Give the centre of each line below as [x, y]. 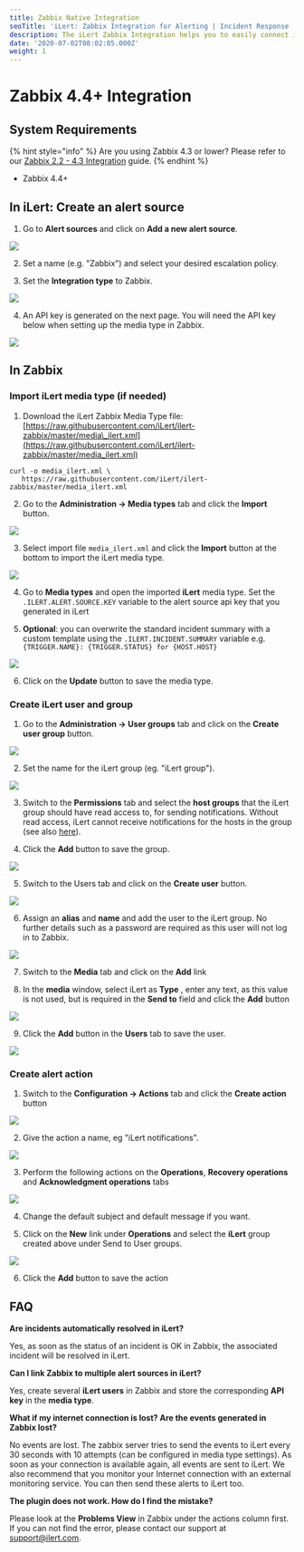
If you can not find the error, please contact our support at [118, 1528]
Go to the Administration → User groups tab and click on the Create [151, 723]
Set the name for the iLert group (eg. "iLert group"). [119, 768]
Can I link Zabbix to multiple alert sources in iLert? [105, 1374]
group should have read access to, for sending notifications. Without [150, 812]
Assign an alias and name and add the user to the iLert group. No [145, 918]
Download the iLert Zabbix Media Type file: [103, 416]
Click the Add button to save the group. [96, 848]
